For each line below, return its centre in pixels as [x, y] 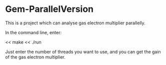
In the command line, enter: [33, 32]
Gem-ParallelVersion [49, 9]
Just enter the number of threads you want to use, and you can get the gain [83, 52]
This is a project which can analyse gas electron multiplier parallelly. [75, 23]
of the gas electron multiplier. [35, 57]
